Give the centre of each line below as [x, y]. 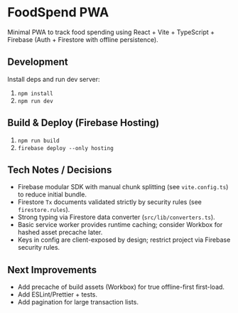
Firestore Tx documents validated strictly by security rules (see [110, 202]
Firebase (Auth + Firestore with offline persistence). [83, 39]
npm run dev [35, 101]
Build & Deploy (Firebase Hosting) [83, 123]
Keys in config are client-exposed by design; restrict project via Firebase [124, 240]
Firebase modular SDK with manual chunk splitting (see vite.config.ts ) [123, 187]
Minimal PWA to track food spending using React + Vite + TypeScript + [111, 32]
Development [38, 62]
